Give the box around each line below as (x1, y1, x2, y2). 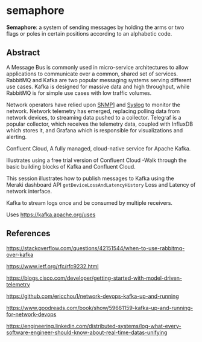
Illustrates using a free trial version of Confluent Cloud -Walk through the (6, 156, 187, 164)
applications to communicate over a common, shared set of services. (6, 70, 178, 77)
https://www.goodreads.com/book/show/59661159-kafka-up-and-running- (6, 304, 194, 311)
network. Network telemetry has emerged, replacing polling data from (6, 107, 180, 115)
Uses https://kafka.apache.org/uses (6, 211, 96, 218)
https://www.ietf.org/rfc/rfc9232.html (6, 262, 99, 269)
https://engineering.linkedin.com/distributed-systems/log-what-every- (6, 322, 181, 329)
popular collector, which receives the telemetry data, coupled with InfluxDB (6, 120, 194, 127)
